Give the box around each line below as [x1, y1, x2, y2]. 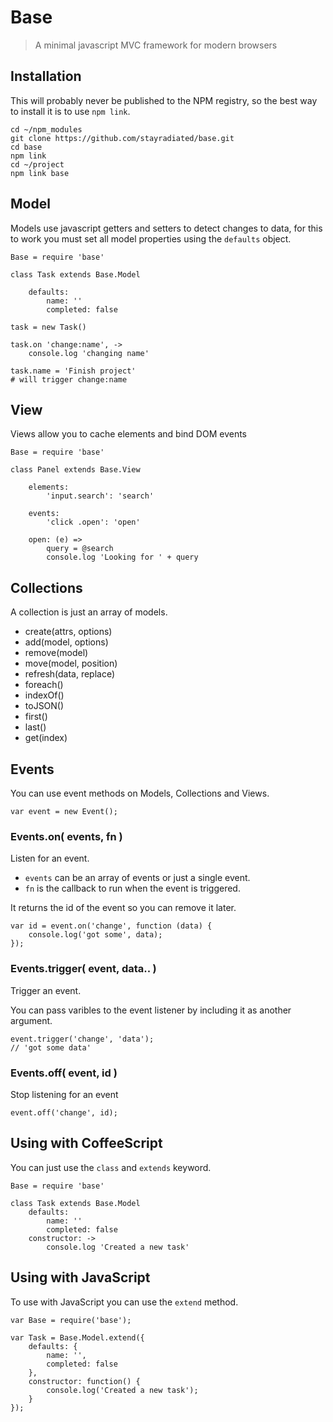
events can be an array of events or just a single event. [24, 872, 251, 884]
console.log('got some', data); [28, 930, 163, 940]
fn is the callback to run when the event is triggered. [24, 882, 241, 895]
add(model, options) [24, 636, 109, 648]
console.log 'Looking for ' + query [46, 552, 199, 563]
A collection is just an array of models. [10, 606, 168, 618]
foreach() [24, 679, 64, 691]
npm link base [10, 168, 70, 178]
